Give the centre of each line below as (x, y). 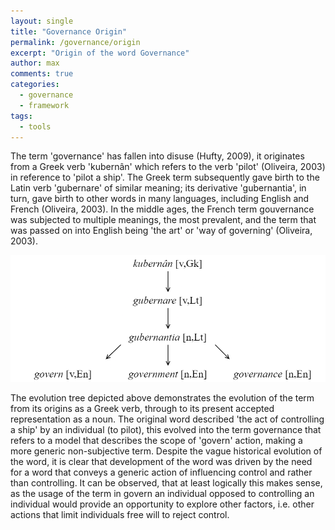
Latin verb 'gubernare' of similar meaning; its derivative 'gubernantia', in (158, 188)
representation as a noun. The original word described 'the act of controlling (167, 419)
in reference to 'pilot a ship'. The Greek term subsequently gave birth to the (165, 177)
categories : (35, 85)
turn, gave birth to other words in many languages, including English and (160, 199)
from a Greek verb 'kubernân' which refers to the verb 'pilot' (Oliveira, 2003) (168, 167)
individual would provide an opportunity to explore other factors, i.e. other (162, 504)
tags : (21, 116)
